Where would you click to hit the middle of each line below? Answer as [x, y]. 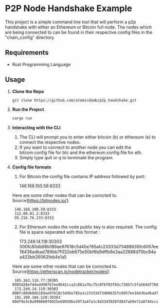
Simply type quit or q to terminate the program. [66, 158]
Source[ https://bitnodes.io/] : [41, 201]
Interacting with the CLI [36, 128]
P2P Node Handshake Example [69, 9]
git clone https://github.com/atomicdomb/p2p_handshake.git [74, 100]
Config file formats [32, 167]
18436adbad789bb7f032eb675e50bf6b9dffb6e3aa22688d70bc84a [88, 252]
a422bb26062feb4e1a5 [43, 257]
